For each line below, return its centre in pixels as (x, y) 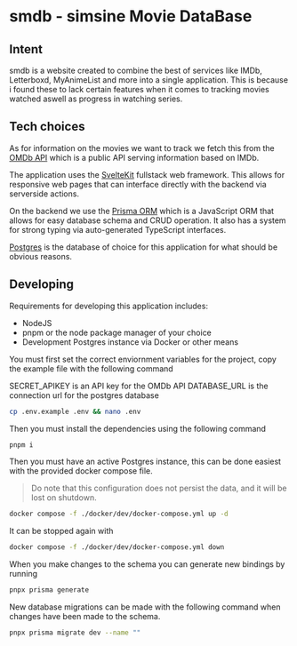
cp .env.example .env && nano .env (75, 411)
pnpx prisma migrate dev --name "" (75, 633)
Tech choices (47, 127)
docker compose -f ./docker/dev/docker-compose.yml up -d (119, 514)
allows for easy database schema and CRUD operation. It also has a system (148, 220)
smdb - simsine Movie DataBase (131, 16)
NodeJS (37, 323)
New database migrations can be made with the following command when (145, 607)
